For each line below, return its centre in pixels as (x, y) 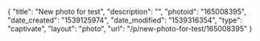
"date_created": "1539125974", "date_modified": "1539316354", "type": (125, 20)
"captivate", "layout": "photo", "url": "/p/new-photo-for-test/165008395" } (130, 29)
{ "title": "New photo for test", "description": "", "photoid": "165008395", (127, 12)
